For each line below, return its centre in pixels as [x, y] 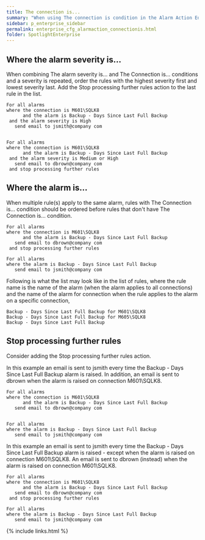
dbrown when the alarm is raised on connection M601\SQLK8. [84, 380]
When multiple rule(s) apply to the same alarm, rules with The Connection [99, 202]
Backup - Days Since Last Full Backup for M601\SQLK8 [76, 312]
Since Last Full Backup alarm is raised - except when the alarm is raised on [101, 453]
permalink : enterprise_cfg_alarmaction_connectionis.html [81, 29]
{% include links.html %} [37, 531]
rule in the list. [24, 94]
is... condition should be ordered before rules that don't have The [88, 209]
